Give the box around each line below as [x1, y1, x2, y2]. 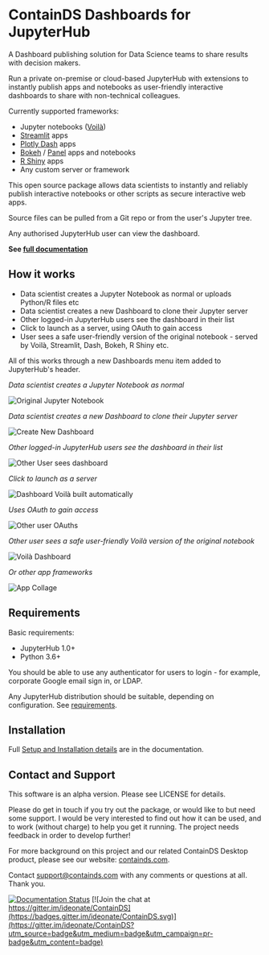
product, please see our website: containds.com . [8, 855, 170, 865]
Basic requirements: [8, 627, 75, 637]
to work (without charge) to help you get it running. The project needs [8, 822, 239, 832]
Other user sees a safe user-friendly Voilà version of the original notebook [8, 535, 255, 545]
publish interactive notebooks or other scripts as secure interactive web [8, 188, 247, 198]
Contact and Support [8, 767, 116, 782]
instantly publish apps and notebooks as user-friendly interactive [8, 82, 223, 92]
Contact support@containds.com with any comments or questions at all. [8, 870, 247, 880]
